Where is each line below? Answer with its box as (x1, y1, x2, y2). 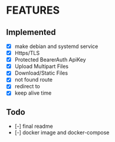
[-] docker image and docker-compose (14, 129, 110, 136)
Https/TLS (14, 50, 40, 57)
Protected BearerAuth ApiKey (14, 56, 87, 63)
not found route (14, 76, 53, 83)
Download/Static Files (14, 69, 68, 77)
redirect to (14, 83, 40, 90)
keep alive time (14, 89, 52, 96)
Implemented (6, 27, 56, 37)
